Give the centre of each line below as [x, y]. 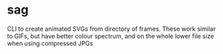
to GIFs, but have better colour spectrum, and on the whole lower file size [110, 36]
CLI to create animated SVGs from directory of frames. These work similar [112, 29]
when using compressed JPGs [50, 43]
